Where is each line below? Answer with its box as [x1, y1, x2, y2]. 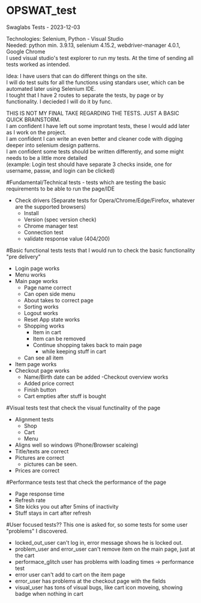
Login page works [14, 265, 60, 272]
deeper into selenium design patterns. [6, 141, 100, 148]
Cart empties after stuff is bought [23, 392, 106, 400]
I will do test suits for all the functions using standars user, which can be [6, 79, 185, 86]
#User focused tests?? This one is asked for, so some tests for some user [6, 521, 188, 528]
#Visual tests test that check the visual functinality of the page [6, 404, 161, 411]
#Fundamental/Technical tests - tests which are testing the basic [6, 179, 166, 186]
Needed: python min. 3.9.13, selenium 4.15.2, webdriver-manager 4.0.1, [6, 41, 181, 49]
